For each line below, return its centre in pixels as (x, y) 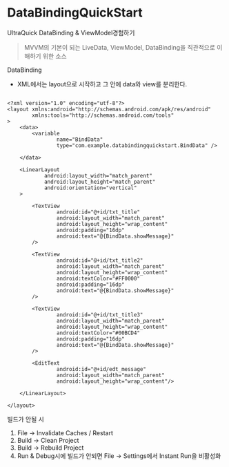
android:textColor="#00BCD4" (98, 333)
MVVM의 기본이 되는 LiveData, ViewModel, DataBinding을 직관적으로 (120, 47)
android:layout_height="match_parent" (100, 182)
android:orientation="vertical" (90, 188)
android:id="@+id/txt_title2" (100, 260)
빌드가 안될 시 (26, 419)
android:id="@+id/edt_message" (101, 369)
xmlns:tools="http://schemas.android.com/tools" (103, 115)
